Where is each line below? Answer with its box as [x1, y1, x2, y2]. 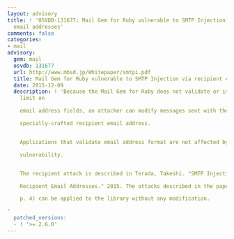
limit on [19, 95, 45, 102]
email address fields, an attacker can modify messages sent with [19, 108, 217, 115]
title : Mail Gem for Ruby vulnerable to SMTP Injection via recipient [13, 75, 223, 82]
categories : [7, 36, 42, 43]
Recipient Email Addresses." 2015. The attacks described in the [19, 182, 214, 189]
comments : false [7, 29, 54, 37]
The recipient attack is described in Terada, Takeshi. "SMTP [19, 170, 204, 177]
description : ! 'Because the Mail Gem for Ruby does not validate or [13, 88, 219, 95]
